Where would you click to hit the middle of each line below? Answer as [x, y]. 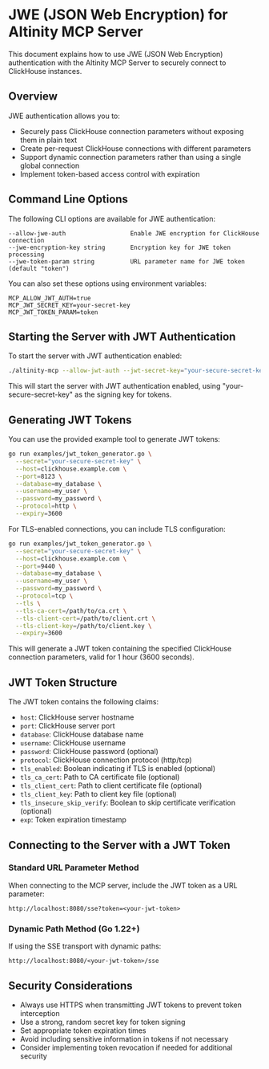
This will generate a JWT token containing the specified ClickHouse [120, 649]
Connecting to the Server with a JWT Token [119, 845]
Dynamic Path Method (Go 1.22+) [74, 928]
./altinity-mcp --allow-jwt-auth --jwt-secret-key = [96, 371]
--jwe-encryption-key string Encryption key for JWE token [119, 247]
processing [26, 255]
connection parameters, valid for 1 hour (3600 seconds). [101, 657]
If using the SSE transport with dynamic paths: [85, 946]
